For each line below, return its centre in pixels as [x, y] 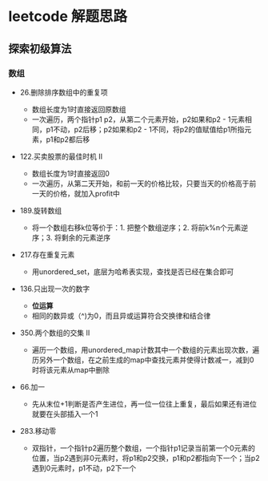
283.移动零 [38, 430]
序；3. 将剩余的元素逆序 [71, 237]
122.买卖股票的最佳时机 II [61, 156]
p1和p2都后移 [68, 139]
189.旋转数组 [41, 210]
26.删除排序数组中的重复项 [64, 92]
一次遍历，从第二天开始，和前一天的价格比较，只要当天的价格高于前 [144, 183]
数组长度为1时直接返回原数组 [79, 109]
